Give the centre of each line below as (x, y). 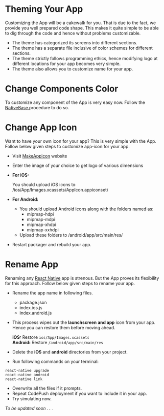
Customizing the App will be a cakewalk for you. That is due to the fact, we (81, 23)
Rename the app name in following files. (52, 293)
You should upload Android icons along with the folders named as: (86, 209)
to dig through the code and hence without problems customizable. (73, 33)
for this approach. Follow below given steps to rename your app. (70, 283)
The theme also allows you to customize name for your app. (72, 69)
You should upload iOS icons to (44, 184)
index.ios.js (31, 307)
